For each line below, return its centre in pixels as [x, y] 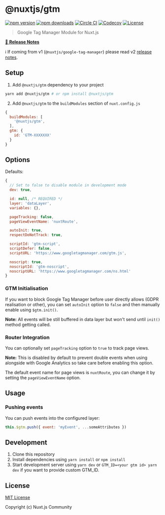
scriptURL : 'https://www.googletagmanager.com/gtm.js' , [68, 253]
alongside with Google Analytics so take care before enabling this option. [79, 363]
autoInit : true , [26, 231]
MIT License [18, 498]
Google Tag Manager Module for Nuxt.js [58, 32]
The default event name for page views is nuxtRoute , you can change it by [80, 372]
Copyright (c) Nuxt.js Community [39, 507]
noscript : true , [26, 262]
